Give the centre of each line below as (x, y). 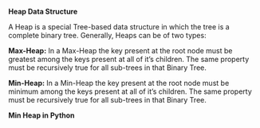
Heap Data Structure (43, 12)
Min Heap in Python (41, 115)
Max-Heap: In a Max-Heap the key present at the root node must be (120, 50)
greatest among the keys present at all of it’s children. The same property (129, 59)
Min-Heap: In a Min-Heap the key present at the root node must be (119, 83)
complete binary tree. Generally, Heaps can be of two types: (107, 35)
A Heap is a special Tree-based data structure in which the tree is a (119, 27)
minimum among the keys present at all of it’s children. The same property (130, 91)
